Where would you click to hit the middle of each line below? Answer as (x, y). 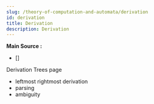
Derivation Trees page (34, 70)
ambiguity (28, 94)
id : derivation (26, 18)
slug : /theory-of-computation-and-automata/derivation (77, 12)
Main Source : (24, 46)
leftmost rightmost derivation (51, 81)
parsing (25, 88)
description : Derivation (38, 29)
